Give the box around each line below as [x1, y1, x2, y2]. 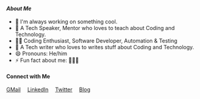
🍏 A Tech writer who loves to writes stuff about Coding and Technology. [15, 44, 195, 51]
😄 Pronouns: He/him [15, 50, 68, 57]
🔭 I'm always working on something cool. [15, 18, 118, 25]
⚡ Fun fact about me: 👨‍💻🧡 [15, 57, 80, 64]
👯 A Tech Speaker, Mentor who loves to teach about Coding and [15, 25, 175, 32]
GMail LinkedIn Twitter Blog [6, 86, 91, 93]
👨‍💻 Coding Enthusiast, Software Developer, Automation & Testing [15, 37, 178, 44]
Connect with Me [6, 73, 50, 80]
